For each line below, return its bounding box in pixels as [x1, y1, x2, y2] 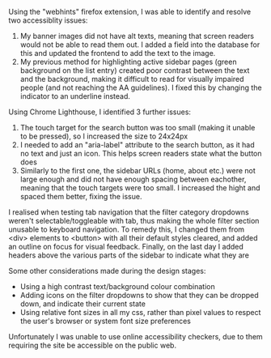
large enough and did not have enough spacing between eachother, [19, 174, 247, 184]
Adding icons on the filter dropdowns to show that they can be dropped [19, 291, 259, 300]
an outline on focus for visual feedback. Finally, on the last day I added [8, 242, 244, 251]
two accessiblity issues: [8, 15, 88, 25]
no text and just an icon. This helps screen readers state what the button [19, 149, 262, 158]
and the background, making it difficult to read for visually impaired [19, 75, 244, 83]
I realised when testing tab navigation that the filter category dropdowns [8, 207, 249, 217]
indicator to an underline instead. [19, 92, 131, 100]
